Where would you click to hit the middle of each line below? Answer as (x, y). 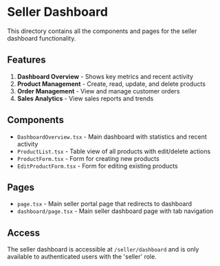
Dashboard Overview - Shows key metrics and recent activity (105, 76)
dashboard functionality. (42, 38)
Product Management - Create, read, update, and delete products (111, 84)
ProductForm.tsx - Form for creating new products (88, 158)
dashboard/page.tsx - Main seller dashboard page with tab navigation (115, 211)
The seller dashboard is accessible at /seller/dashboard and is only (103, 250)
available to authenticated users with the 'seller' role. (82, 257)
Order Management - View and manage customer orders (98, 91)
